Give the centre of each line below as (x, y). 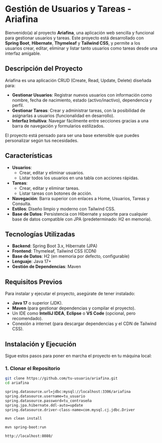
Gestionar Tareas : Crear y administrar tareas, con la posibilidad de (79, 110)
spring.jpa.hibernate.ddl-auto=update (44, 405)
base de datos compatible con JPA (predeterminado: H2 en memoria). (82, 219)
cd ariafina (17, 383)
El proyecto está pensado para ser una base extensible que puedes (72, 135)
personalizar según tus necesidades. (42, 140)
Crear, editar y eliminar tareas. (49, 188)
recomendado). (27, 319)
